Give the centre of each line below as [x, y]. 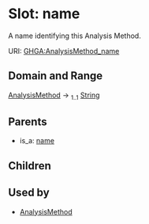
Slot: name [44, 14]
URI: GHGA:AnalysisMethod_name [64, 51]
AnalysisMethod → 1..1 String [54, 96]
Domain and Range [56, 76]
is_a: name [37, 141]
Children [30, 166]
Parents [28, 121]
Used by [29, 193]
